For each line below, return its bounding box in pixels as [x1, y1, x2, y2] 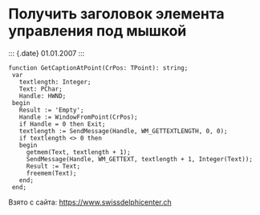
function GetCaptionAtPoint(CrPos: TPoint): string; [8, 63, 189, 72]
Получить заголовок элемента [8, 5, 225, 23]
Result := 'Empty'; [18, 106, 84, 114]
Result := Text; [26, 162, 81, 170]
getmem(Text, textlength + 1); [26, 148, 131, 156]
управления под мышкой [8, 22, 187, 40]
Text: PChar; [18, 85, 63, 93]
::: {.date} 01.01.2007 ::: [8, 48, 85, 58]
